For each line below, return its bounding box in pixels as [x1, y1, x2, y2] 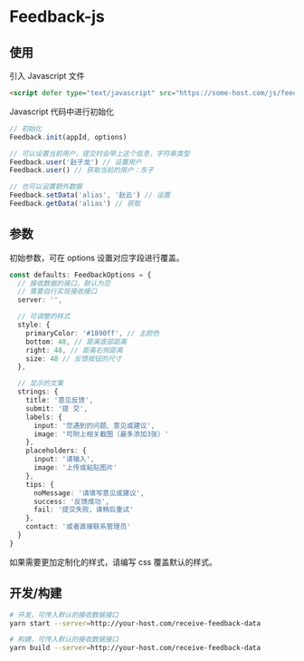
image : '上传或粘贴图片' [33, 463, 118, 472]
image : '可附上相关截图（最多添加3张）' [33, 429, 169, 439]
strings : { [17, 387, 59, 396]
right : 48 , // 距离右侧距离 [25, 345, 124, 355]
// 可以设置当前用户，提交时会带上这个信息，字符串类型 [9, 149, 190, 158]
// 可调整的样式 [17, 312, 71, 321]
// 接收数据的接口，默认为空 [17, 278, 111, 287]
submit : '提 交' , [25, 403, 89, 413]
